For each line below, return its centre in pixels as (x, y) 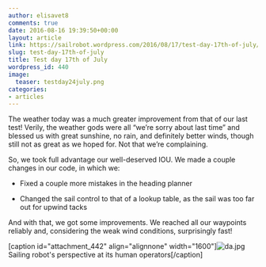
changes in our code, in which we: (64, 168)
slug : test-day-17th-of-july (56, 52)
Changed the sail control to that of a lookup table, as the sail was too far (137, 199)
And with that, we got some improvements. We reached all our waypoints (127, 223)
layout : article (35, 38)
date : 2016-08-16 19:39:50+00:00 (63, 30)
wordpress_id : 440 (38, 67)
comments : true (33, 23)
